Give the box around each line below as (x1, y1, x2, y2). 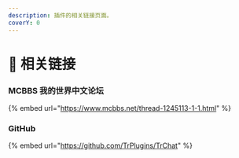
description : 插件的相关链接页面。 (8, 11, 112, 20)
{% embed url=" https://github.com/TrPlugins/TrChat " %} (8, 141, 193, 150)
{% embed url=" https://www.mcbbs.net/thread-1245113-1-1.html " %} (8, 103, 232, 112)
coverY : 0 (8, 19, 41, 27)
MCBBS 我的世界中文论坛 (8, 85, 105, 96)
